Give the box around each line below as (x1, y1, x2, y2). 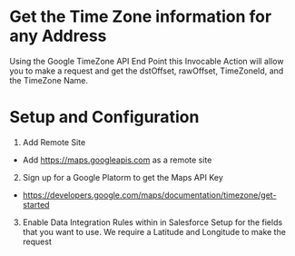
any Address (9, 25, 107, 46)
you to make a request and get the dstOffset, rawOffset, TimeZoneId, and (9, 65, 284, 76)
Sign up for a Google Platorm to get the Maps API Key (22, 172, 224, 182)
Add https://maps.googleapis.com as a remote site (22, 154, 212, 165)
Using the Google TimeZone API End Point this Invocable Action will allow (9, 55, 284, 66)
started (22, 199, 50, 210)
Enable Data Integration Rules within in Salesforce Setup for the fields (22, 216, 283, 228)
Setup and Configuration (9, 107, 200, 128)
